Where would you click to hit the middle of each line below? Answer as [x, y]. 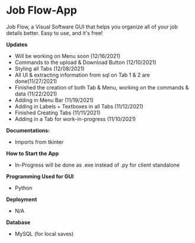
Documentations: [28, 130]
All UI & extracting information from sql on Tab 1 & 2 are [82, 75]
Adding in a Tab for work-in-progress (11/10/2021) [75, 119]
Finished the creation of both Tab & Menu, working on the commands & [102, 87]
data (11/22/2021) [36, 94]
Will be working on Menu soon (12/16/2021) [68, 56]
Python [23, 188]
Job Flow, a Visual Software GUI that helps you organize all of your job [92, 27]
